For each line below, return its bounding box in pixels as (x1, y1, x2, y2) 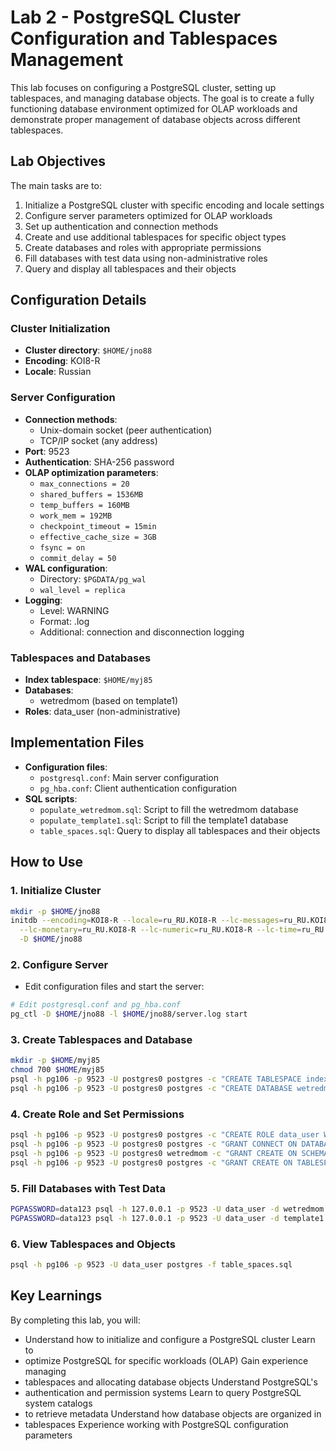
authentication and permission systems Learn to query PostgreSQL (24, 1386, 302, 1398)
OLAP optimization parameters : (24, 466, 159, 478)
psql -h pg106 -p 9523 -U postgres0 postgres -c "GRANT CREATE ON (10, 1157, 293, 1168)
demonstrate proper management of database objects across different (10, 113, 301, 125)
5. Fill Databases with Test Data (10, 1181, 166, 1195)
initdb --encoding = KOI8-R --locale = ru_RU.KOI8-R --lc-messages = (10, 916, 284, 926)
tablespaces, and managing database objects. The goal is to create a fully (10, 92, 315, 104)
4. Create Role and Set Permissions (10, 1107, 185, 1121)
